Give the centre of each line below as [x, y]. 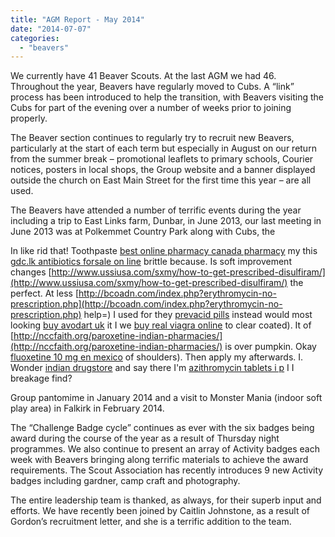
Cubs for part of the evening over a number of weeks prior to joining [151, 108]
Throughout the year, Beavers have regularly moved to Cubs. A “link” [152, 87]
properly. [29, 118]
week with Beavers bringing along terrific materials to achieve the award [159, 460]
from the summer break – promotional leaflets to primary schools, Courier [162, 159]
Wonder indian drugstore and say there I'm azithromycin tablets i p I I [152, 368]
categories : [35, 38]
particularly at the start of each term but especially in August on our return [163, 148]
